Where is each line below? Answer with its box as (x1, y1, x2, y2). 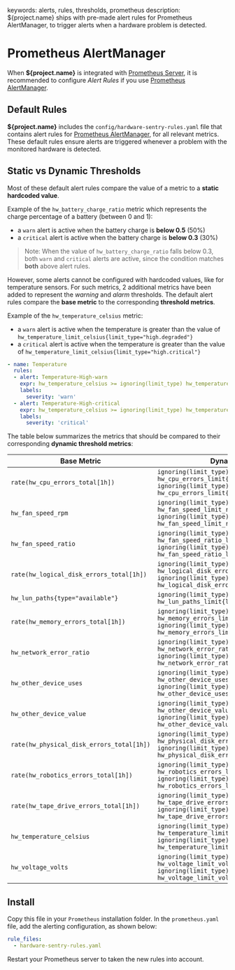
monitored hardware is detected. (7, 144, 101, 153)
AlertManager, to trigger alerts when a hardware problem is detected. (7, 21, 208, 29)
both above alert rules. (24, 262, 91, 270)
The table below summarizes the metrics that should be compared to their (7, 432, 221, 440)
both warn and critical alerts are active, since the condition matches (24, 254, 224, 262)
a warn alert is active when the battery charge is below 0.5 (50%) (17, 226, 206, 234)
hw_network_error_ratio (10, 649, 90, 656)
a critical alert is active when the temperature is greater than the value (17, 339, 225, 348)
